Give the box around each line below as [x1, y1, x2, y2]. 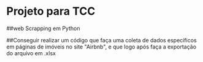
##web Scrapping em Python [6, 25, 80, 32]
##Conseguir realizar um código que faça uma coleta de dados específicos [6, 36, 197, 44]
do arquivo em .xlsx [6, 49, 56, 56]
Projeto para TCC [6, 4, 96, 18]
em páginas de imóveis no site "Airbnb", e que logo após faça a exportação [6, 43, 197, 50]
